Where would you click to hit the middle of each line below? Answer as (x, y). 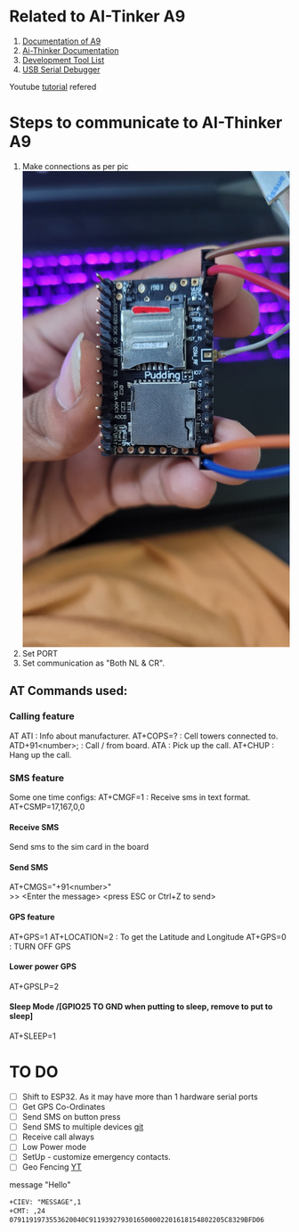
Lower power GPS (43, 967)
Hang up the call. (40, 755)
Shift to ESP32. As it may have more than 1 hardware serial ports (140, 1097)
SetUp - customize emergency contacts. (96, 1157)
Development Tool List (63, 60)
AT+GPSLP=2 (34, 986)
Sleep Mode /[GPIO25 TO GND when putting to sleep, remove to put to (141, 1007)
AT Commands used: (69, 691)
